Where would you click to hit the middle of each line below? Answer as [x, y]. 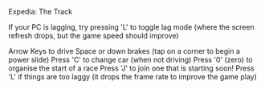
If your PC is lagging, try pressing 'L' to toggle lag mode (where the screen [131, 27]
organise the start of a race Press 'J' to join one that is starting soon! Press [131, 68]
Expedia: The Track [41, 12]
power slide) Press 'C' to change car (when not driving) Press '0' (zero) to [130, 60]
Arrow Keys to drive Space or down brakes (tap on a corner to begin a [124, 51]
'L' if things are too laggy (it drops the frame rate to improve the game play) [132, 77]
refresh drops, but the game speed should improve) [94, 36]
